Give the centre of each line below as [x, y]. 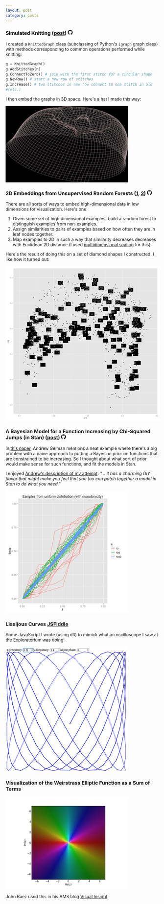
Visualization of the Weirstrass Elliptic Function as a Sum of [78, 783]
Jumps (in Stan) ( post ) [33, 438]
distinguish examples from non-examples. [55, 224]
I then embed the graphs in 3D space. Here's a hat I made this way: [73, 99]
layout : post [19, 10]
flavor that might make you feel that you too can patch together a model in [81, 478]
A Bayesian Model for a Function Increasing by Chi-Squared [78, 432]
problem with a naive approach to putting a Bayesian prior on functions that [82, 453]
